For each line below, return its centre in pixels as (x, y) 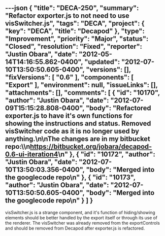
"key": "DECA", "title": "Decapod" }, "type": (75, 31)
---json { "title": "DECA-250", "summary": (72, 8)
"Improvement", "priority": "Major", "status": (77, 39)
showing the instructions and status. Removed (78, 123)
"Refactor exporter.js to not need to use (67, 16)
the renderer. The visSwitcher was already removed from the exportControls (82, 223)
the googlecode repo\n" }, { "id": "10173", (70, 178)
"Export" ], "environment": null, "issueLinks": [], (82, 85)
